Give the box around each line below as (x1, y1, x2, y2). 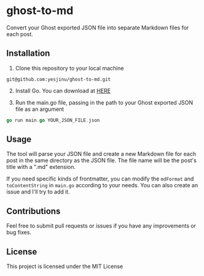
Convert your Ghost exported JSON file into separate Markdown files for (6, 24, 189, 31)
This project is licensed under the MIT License (6, 263, 124, 270)
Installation (6, 48, 50, 59)
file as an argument (15, 105, 64, 113)
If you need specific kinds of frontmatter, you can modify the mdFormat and (6, 175, 194, 182)
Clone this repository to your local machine (15, 64, 124, 72)
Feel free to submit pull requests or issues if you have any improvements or (6, 222, 196, 229)
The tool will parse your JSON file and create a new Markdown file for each (6, 151, 196, 158)
